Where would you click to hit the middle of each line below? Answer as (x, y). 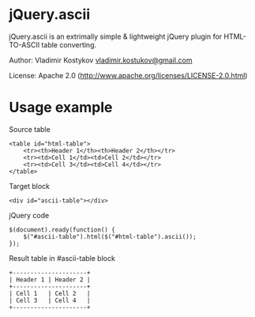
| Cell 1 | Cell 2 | (50, 293)
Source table (30, 129)
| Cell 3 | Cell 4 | (50, 300)
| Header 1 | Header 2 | (50, 279)
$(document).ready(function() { (62, 230)
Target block (30, 186)
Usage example (61, 108)
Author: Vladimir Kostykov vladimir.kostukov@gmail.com (101, 60)
